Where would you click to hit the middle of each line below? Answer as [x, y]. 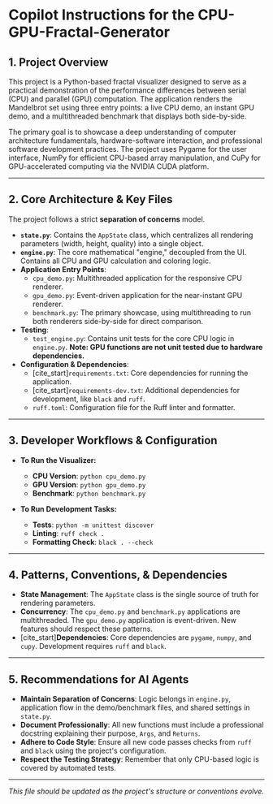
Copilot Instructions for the [102, 15]
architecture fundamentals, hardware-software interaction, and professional [135, 140]
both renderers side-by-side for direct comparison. [117, 321]
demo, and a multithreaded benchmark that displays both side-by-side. [128, 116]
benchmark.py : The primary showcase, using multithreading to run [142, 312]
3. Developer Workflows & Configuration [113, 441]
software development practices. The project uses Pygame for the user [128, 149]
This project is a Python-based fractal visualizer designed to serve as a [128, 82]
